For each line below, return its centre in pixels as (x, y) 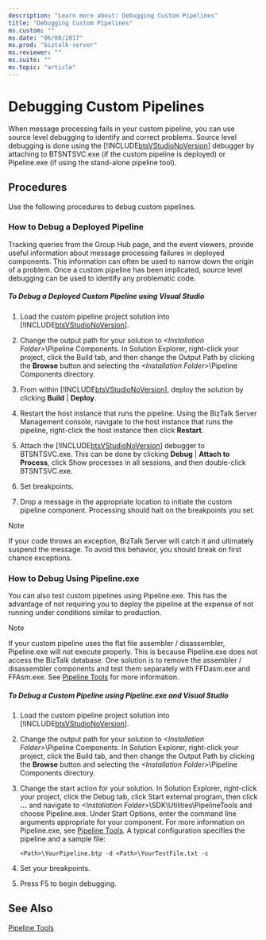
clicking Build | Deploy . (58, 397)
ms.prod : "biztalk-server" (53, 45)
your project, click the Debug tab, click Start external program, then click (139, 797)
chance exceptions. (40, 558)
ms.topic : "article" (42, 68)
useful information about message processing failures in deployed (116, 253)
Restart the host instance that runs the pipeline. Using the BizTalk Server (138, 413)
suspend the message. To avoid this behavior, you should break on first (125, 549)
